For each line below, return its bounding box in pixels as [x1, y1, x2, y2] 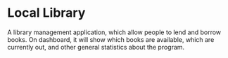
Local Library [7, 5, 86, 21]
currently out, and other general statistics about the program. [7, 43, 185, 51]
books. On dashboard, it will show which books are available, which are [7, 35, 215, 43]
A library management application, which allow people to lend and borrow [7, 28, 222, 36]
